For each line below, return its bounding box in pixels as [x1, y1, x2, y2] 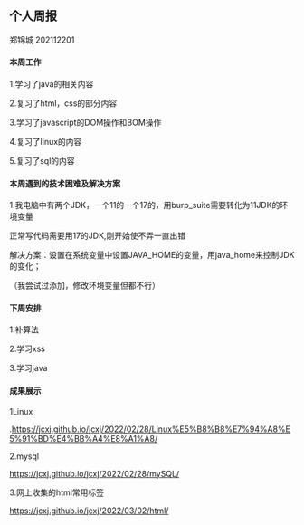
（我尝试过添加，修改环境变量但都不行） [9, 280, 160, 291]
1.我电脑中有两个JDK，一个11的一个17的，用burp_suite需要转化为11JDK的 [9, 200, 280, 211]
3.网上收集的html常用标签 [9, 487, 104, 498]
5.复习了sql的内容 [9, 156, 75, 167]
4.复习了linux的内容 [9, 137, 82, 148]
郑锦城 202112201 [9, 34, 75, 45]
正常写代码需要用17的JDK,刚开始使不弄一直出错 [9, 230, 186, 242]
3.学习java [9, 363, 48, 374]
